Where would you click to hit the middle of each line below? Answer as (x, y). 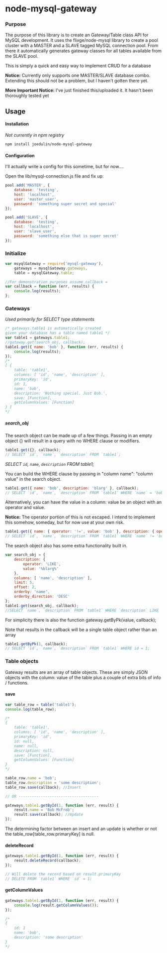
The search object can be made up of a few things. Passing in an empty (79, 435)
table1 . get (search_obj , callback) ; (42, 606)
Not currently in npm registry (35, 135)
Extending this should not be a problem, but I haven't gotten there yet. (77, 81)
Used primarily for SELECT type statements (50, 319)
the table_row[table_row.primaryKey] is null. (50, 834)
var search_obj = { (25, 555)
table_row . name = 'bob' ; (31, 778)
